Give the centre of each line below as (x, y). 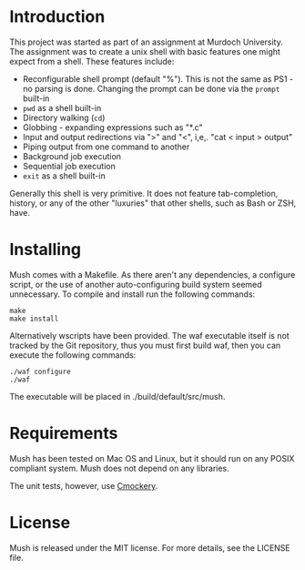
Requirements (64, 433)
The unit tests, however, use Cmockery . (84, 485)
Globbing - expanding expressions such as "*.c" (112, 127)
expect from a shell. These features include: (92, 61)
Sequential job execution (69, 166)
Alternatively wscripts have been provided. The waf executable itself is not (149, 335)
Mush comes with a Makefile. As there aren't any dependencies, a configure (152, 274)
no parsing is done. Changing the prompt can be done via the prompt (151, 88)
